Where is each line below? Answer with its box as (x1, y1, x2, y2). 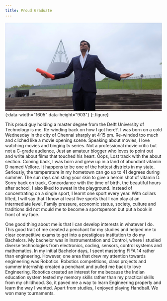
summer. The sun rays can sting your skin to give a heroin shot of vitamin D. (5, 175, 161, 181)
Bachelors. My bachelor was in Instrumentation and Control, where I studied (5, 237, 161, 243)
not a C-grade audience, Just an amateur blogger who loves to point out (5, 148, 153, 154)
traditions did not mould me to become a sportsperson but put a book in (5, 206, 153, 212)
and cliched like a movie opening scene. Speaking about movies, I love (5, 137, 150, 143)
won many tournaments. (5, 290, 55, 297)
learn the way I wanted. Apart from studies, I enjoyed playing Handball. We (5, 285, 158, 291)
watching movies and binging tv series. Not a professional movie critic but (5, 143, 157, 149)
